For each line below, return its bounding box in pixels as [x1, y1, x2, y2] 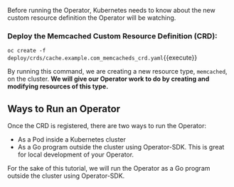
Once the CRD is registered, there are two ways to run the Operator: [7, 122, 206, 130]
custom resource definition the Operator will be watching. [7, 13, 176, 22]
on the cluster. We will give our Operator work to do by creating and [7, 74, 210, 84]
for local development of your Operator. [17, 150, 134, 159]
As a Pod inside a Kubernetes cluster [17, 135, 127, 144]
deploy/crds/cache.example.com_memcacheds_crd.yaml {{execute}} [7, 53, 198, 62]
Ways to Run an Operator [7, 103, 121, 115]
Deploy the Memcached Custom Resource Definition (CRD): [7, 31, 218, 41]
